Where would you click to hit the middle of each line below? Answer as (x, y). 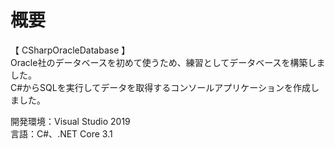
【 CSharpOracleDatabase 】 (70, 50)
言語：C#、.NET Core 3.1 (61, 133)
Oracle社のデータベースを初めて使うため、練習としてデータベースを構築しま (168, 62)
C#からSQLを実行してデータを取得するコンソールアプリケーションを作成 (160, 87)
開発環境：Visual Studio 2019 (70, 121)
